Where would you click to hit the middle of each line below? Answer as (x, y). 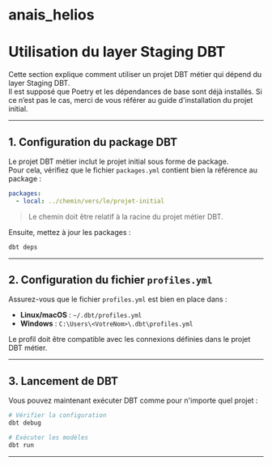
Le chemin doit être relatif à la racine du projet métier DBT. (125, 216)
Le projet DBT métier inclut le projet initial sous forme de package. (119, 161)
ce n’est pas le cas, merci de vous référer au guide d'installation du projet (131, 100)
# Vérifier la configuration (57, 416)
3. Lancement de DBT (64, 381)
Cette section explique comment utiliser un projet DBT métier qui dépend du (135, 75)
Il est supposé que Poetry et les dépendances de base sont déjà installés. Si (136, 92)
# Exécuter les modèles (49, 437)
